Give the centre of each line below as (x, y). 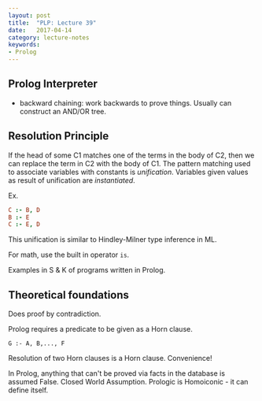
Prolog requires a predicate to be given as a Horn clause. (100, 329)
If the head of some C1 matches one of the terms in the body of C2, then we (131, 155)
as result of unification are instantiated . (72, 180)
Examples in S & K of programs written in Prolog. (87, 270)
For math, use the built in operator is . (69, 255)
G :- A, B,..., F (37, 343)
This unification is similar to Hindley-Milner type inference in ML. (113, 239)
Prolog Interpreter (53, 84)
